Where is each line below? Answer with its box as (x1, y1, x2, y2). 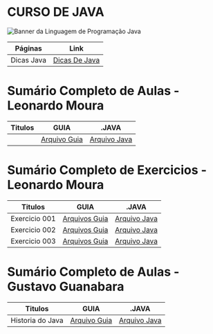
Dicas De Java (53, 55, 100, 64)
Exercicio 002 (10, 225, 57, 234)
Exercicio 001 (10, 213, 57, 223)
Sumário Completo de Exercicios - (7, 162, 207, 178)
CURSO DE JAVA (7, 4, 105, 20)
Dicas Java (10, 55, 47, 64)
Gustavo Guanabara (7, 279, 124, 295)
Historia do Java (10, 315, 64, 325)
